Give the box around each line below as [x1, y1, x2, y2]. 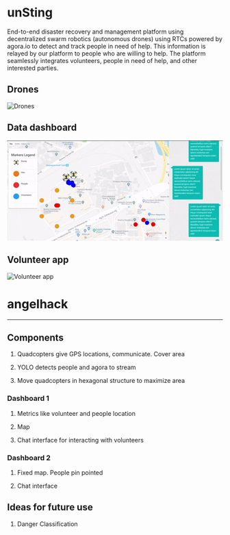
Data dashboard [7, 122, 77, 134]
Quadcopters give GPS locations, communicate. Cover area [16, 350, 185, 358]
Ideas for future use [7, 501, 94, 513]
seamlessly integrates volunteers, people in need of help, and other [7, 56, 197, 64]
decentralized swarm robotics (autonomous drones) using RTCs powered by [7, 34, 222, 42]
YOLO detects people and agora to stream [16, 363, 136, 371]
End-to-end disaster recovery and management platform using [7, 27, 184, 36]
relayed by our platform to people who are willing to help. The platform [7, 49, 206, 58]
